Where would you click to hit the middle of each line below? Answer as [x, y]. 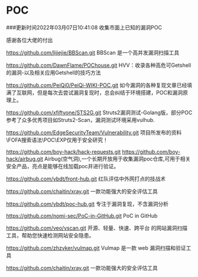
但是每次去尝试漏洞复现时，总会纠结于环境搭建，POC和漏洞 [110, 92]
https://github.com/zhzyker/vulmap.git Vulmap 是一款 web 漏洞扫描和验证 [96, 248]
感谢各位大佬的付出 [30, 40]
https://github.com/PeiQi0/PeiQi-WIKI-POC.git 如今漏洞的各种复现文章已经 [97, 85]
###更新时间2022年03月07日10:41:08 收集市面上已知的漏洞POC [84, 27]
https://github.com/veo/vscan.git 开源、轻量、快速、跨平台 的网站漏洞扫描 [97, 228]
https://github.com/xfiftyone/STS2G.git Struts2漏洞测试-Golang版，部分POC [99, 112]
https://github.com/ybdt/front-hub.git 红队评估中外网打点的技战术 [86, 179]
